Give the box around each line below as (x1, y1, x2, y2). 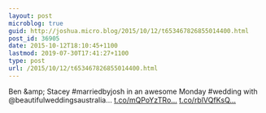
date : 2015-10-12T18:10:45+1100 (8, 42, 118, 50)
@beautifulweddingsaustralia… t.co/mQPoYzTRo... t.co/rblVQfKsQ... (8, 94, 237, 105)
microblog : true (8, 19, 63, 27)
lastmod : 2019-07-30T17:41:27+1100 (8, 49, 129, 57)
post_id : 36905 (8, 34, 60, 43)
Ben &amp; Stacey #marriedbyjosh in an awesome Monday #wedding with (8, 86, 258, 96)
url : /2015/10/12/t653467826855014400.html (8, 65, 159, 73)
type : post (8, 57, 46, 65)
